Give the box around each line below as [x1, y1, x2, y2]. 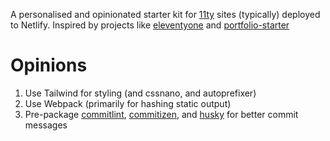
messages [24, 119, 68, 131]
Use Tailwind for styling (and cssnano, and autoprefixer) [24, 87, 257, 99]
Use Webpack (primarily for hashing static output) [24, 97, 232, 109]
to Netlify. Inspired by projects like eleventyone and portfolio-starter [10, 19, 290, 31]
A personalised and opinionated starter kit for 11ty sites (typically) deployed [10, 9, 321, 20]
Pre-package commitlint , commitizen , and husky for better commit [24, 108, 299, 120]
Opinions [10, 54, 88, 77]
